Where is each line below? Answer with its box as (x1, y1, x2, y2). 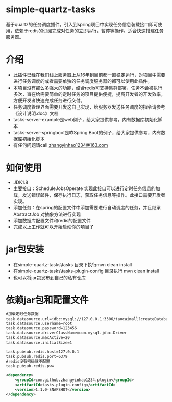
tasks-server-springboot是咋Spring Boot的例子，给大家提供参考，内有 (13, 129, 161, 135)
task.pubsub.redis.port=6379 (6, 354, 68, 359)
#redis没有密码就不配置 (6, 358, 51, 364)
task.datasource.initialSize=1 (6, 340, 72, 345)
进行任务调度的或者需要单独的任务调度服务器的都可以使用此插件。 (13, 78, 152, 84)
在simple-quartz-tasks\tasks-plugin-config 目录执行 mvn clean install (13, 268, 159, 274)
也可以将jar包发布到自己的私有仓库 (13, 274, 86, 280)
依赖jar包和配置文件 (6, 294, 89, 306)
